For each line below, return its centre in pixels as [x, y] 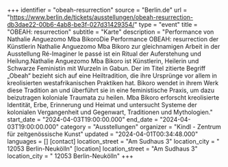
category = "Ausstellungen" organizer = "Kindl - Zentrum [141, 127]
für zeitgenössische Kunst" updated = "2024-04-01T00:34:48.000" [103, 134]
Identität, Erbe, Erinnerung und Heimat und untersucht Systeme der [102, 105]
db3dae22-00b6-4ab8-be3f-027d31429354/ [71, 24]
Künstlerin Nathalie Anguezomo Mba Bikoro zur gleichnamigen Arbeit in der [114, 46]
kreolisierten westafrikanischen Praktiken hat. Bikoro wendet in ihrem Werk [113, 83]
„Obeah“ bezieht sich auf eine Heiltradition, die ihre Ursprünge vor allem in [112, 76]
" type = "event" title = [166, 24]
